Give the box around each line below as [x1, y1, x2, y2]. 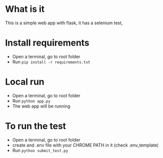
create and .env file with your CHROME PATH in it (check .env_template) [12, 142, 159, 148]
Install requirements [5, 37, 90, 49]
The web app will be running [12, 103, 71, 109]
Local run [5, 76, 44, 88]
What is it [5, 3, 45, 15]
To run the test [5, 120, 66, 132]
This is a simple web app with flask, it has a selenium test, [5, 20, 123, 26]
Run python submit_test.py [12, 147, 68, 153]
